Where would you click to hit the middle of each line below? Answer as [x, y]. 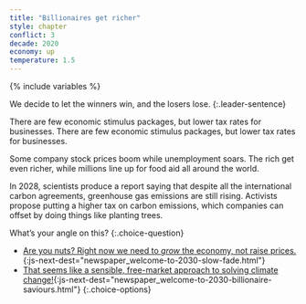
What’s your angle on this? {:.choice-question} [97, 233]
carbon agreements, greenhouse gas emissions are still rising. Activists [143, 196]
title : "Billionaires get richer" [75, 18]
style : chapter [38, 26]
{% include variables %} [55, 86]
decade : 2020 [34, 43]
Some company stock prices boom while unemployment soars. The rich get [152, 159]
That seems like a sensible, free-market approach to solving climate [150, 270]
